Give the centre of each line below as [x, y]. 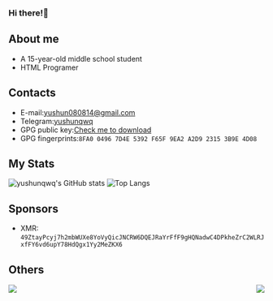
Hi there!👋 [28, 13]
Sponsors [33, 209]
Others [26, 270]
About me [34, 39]
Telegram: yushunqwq [56, 121]
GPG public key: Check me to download [86, 130]
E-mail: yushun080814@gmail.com [78, 112]
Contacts [32, 93]
